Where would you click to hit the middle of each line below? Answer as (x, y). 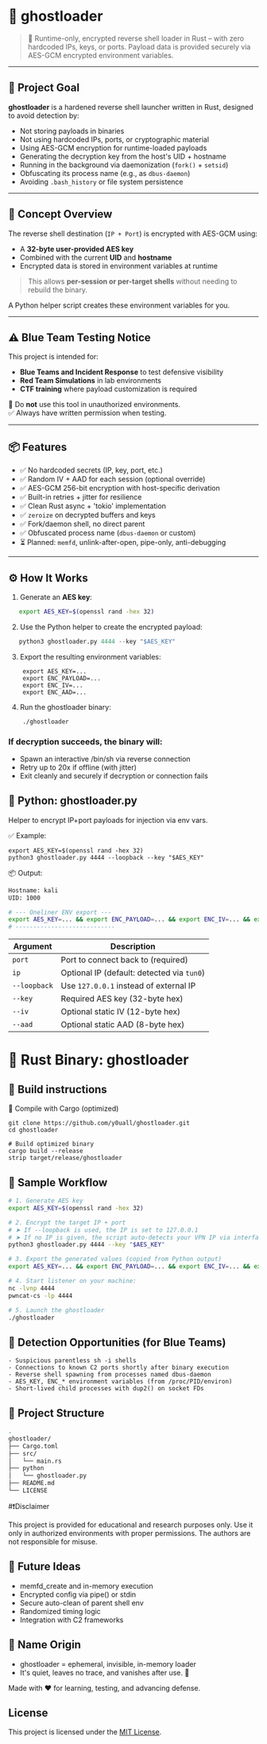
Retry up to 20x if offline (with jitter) (78, 767)
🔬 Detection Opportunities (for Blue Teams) (117, 1342)
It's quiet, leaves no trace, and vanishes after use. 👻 (104, 1672)
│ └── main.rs (35, 1461)
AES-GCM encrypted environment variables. (101, 55)
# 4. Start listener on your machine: (72, 1281)
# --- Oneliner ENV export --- (60, 912)
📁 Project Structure (56, 1413)
